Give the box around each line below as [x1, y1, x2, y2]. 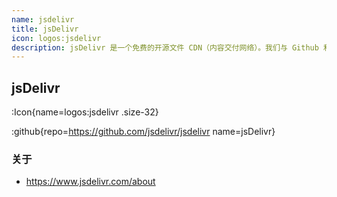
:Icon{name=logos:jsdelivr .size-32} [11, 106, 159, 118]
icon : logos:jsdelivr [11, 33, 102, 43]
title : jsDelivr [11, 24, 79, 34]
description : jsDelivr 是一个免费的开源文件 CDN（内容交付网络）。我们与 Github [11, 42, 319, 53]
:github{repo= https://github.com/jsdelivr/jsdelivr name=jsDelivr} [11, 126, 276, 138]
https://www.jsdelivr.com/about [25, 176, 156, 188]
